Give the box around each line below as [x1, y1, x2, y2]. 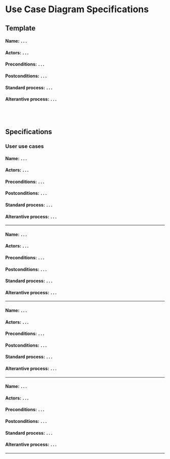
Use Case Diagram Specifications [5, 4, 149, 15]
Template [5, 24, 36, 33]
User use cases [5, 143, 44, 150]
